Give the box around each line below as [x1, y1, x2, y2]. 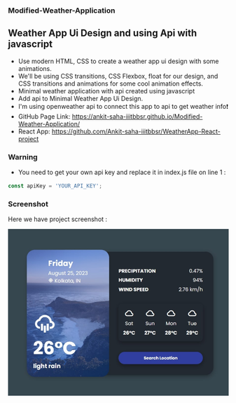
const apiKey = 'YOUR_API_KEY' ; [8, 183, 102, 190]
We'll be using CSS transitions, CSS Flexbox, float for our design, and [18, 72, 218, 80]
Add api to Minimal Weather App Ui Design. [18, 94, 144, 103]
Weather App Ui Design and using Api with [8, 27, 197, 39]
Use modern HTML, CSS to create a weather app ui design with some [18, 57, 219, 65]
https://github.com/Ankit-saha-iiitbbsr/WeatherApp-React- [52, 127, 221, 136]
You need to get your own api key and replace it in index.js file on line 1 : [18, 168, 226, 177]
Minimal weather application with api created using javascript [18, 86, 195, 95]
